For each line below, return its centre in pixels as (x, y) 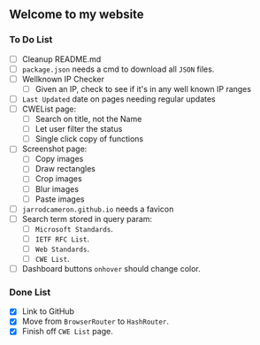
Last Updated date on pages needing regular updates (119, 99)
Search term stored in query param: (87, 218)
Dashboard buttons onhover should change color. (111, 268)
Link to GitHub (48, 311)
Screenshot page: (54, 149)
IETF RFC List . (62, 239)
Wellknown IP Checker (63, 79)
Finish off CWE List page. (67, 332)
